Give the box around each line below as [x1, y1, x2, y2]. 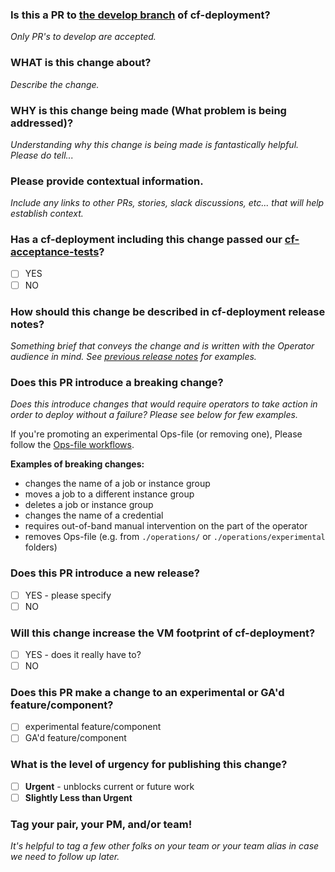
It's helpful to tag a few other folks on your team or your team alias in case [10, 840, 320, 852]
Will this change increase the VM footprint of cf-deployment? [10, 626, 316, 640]
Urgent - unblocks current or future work [24, 780, 195, 792]
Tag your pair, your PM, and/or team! [10, 817, 193, 831]
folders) [24, 541, 58, 553]
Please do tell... [10, 149, 74, 161]
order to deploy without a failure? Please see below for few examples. [10, 409, 298, 421]
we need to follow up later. [10, 851, 120, 863]
